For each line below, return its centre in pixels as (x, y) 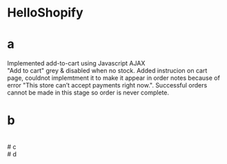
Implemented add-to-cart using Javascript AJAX (76, 63)
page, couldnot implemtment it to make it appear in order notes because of (114, 78)
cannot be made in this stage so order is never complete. (88, 93)
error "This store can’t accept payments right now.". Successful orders (107, 85)
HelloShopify (46, 13)
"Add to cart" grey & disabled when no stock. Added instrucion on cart (107, 71)
